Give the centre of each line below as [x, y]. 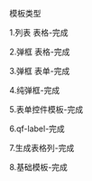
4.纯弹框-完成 [35, 90]
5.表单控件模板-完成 [46, 110]
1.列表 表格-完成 [39, 33]
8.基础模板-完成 [38, 167]
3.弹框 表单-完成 [40, 71]
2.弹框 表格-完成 [40, 52]
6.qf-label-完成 [37, 129]
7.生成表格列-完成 [42, 148]
